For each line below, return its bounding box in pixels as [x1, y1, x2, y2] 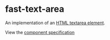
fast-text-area [5, 3, 65, 15]
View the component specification [5, 29, 75, 35]
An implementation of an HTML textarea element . [5, 20, 105, 26]
